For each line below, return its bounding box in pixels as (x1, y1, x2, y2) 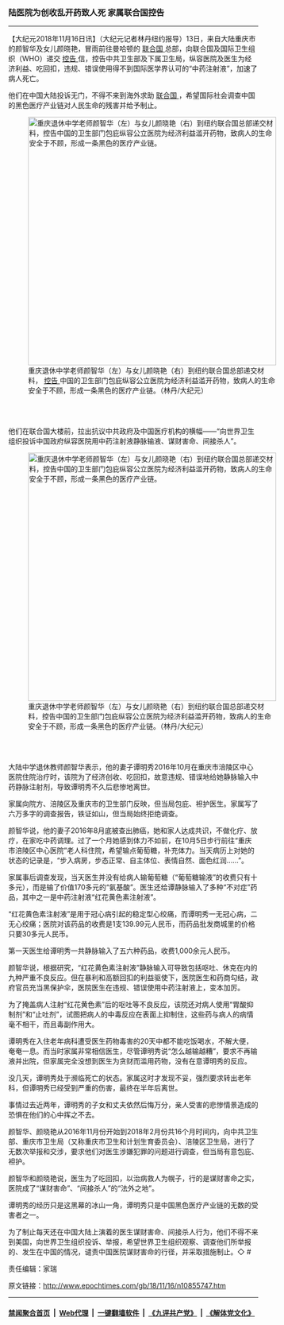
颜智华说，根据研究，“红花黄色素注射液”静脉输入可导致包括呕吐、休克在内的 (8, 963, 258, 973)
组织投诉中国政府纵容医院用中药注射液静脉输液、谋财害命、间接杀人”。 (8, 436, 241, 446)
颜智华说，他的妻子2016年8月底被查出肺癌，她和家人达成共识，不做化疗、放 (8, 826, 258, 835)
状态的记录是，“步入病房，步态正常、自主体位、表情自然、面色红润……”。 (8, 856, 248, 866)
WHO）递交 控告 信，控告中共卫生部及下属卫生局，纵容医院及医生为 (21, 54, 245, 64)
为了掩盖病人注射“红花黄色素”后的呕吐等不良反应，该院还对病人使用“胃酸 (8, 1000, 248, 1009)
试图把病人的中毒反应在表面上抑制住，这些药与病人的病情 (66, 1009, 254, 1019)
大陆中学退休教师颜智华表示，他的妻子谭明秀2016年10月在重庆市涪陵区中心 (8, 762, 254, 772)
